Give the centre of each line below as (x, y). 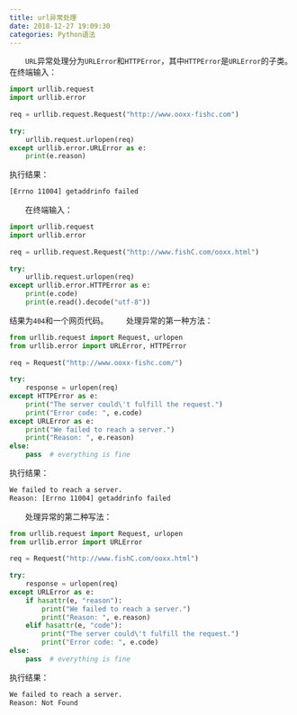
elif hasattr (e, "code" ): (74, 626)
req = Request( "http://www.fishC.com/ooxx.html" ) (104, 559)
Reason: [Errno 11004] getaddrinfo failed (90, 498)
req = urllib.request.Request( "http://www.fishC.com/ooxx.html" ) (134, 252)
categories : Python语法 (53, 34)
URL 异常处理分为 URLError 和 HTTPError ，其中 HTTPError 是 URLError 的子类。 (159, 61)
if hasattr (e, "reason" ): (74, 600)
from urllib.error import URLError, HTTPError (98, 346)
